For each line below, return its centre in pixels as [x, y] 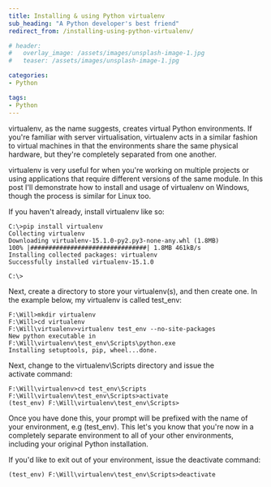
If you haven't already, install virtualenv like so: [86, 211]
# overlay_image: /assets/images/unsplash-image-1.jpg [107, 54]
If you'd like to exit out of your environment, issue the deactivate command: [135, 459]
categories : [28, 75]
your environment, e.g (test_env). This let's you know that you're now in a [131, 426]
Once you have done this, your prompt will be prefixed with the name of [128, 418]
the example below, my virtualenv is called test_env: [95, 300]
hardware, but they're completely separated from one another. [113, 154]
